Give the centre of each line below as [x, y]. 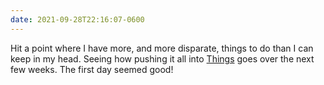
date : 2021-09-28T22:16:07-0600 [77, 19]
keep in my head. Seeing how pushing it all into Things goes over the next [162, 58]
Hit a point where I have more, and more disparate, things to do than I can [162, 48]
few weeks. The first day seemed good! [92, 69]
